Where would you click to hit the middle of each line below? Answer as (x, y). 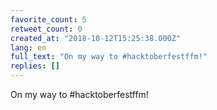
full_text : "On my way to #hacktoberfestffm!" (109, 57)
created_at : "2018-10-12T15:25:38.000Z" (96, 38)
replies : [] (35, 66)
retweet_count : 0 (46, 29)
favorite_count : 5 (48, 19)
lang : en (28, 47)
